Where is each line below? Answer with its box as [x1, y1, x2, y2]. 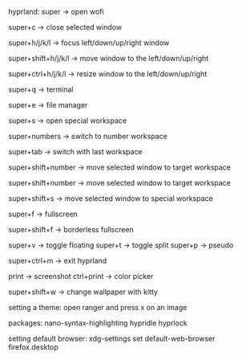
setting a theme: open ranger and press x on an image [8, 303, 188, 312]
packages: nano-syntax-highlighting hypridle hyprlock [8, 318, 188, 328]
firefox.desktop [8, 342, 58, 352]
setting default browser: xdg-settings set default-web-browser [8, 333, 216, 343]
